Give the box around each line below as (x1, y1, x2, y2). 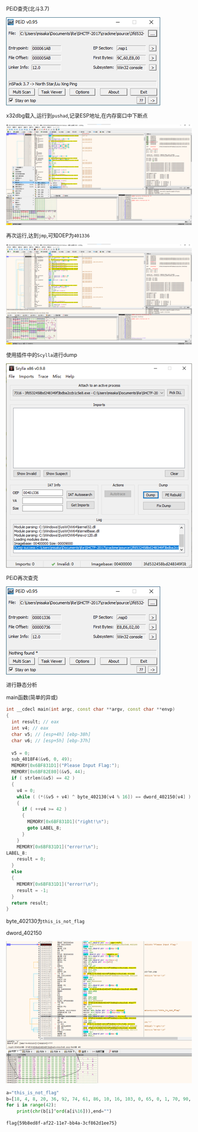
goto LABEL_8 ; (27, 825, 62, 831)
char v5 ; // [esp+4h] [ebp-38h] (11, 731, 91, 737)
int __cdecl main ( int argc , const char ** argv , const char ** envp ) (6, 707, 176, 712)
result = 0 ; (16, 856, 46, 862)
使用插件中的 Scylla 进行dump (6, 351, 78, 359)
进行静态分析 (6, 681, 37, 688)
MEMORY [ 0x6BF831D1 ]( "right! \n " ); (27, 819, 110, 825)
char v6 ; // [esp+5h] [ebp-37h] (11, 737, 91, 744)
